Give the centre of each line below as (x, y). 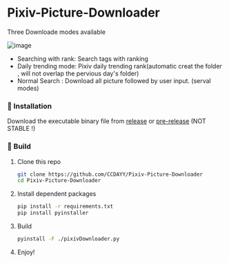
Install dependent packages (57, 194)
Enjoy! (26, 252)
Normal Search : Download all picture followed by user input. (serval (114, 80)
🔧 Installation (30, 106)
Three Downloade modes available (56, 32)
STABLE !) (21, 129)
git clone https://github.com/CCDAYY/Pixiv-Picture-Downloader (110, 174)
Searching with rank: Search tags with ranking (82, 58)
